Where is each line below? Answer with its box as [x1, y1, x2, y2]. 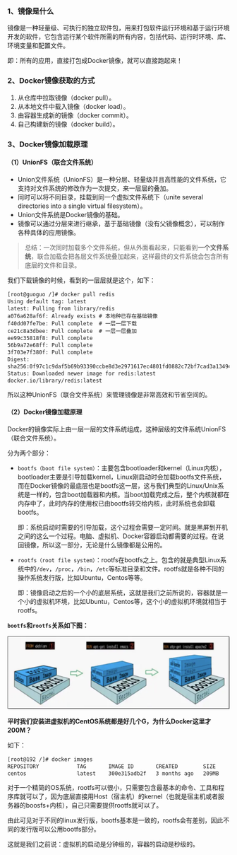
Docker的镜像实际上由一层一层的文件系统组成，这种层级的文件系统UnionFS [7, 424, 226, 433]
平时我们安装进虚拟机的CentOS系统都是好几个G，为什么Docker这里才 [7, 716, 212, 726]
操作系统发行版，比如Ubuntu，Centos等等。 [17, 573, 147, 581]
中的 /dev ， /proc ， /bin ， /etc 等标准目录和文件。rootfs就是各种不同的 [23, 564, 224, 573]
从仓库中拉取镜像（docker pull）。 [17, 93, 116, 102]
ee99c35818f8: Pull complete [7, 335, 93, 342]
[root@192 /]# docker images [7, 755, 93, 763]
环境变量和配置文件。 [7, 41, 69, 50]
